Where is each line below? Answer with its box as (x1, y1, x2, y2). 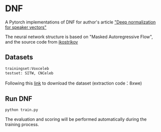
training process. (5, 122, 39, 128)
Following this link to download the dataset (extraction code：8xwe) (5, 80, 142, 86)
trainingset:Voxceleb (5, 66, 49, 71)
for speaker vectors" (5, 24, 47, 30)
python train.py (5, 108, 38, 112)
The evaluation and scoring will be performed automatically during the (5, 116, 147, 122)
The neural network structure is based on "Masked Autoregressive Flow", (5, 34, 153, 40)
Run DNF (5, 94, 33, 103)
